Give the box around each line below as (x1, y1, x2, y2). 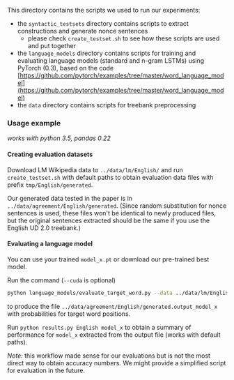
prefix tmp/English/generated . (7, 181, 93, 189)
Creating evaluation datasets (7, 150, 93, 158)
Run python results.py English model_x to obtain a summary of (7, 323, 192, 331)
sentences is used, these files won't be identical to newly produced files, (7, 208, 216, 217)
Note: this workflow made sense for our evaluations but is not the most (7, 351, 211, 360)
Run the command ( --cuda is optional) (7, 275, 116, 284)
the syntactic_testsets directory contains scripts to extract (17, 20, 189, 27)
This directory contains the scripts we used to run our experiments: (7, 6, 201, 14)
